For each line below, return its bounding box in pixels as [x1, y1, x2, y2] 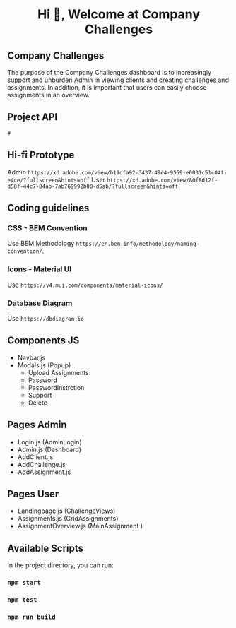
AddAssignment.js [17, 468, 71, 476]
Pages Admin [7, 419, 67, 431]
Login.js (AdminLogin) [17, 437, 83, 446]
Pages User [7, 487, 59, 500]
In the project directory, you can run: [7, 561, 114, 569]
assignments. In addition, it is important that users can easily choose [7, 83, 207, 91]
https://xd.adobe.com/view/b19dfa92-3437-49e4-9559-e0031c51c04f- [28, 169, 228, 176]
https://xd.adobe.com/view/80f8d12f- [107, 177, 218, 184]
